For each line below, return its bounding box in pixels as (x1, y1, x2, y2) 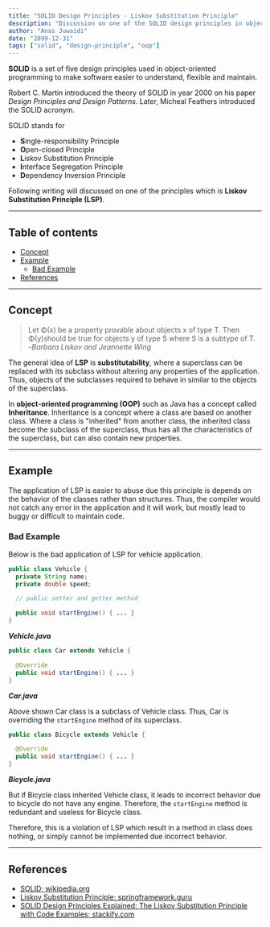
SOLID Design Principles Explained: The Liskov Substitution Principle (19, 900, 247, 910)
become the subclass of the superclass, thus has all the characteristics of (8, 424, 252, 434)
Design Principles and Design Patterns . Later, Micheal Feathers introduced (8, 97, 256, 106)
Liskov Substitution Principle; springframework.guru (19, 892, 193, 902)
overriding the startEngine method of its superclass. (8, 714, 182, 725)
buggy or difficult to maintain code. (8, 511, 125, 520)
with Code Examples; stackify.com (19, 909, 135, 919)
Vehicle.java (8, 631, 51, 641)
